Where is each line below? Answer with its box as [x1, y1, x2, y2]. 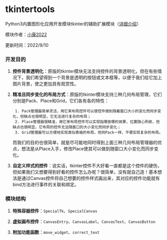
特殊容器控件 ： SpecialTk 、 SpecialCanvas [12, 207, 98, 214]
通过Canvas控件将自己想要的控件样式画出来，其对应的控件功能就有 [21, 175, 160, 181]
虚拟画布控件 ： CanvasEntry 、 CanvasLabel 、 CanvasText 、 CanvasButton [12, 218, 155, 224]
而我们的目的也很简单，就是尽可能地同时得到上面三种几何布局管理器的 [12, 140, 158, 146]
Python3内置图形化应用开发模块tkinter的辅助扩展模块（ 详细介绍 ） [5, 21, 141, 27]
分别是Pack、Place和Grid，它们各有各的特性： [12, 98, 109, 104]
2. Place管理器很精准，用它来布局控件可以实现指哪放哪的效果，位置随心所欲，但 [15, 119, 160, 125]
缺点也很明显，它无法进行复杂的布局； [24, 114, 91, 119]
